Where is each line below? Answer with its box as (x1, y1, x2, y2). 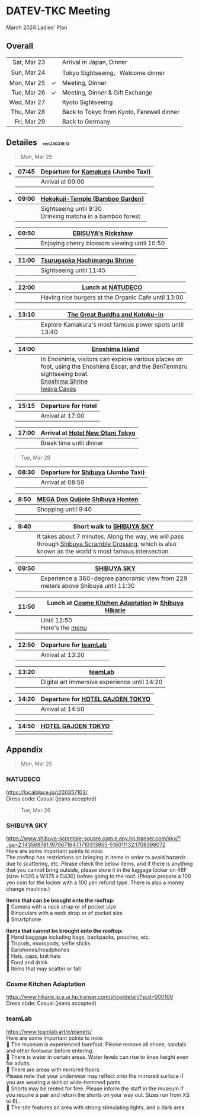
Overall (6, 41, 34, 51)
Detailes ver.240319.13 (6, 138, 70, 148)
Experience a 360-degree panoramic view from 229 (40, 574, 188, 583)
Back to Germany (62, 117, 111, 125)
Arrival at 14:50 (40, 705, 85, 713)
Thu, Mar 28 (11, 107, 46, 116)
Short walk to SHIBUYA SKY (73, 522, 154, 530)
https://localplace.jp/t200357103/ (6, 789, 88, 796)
